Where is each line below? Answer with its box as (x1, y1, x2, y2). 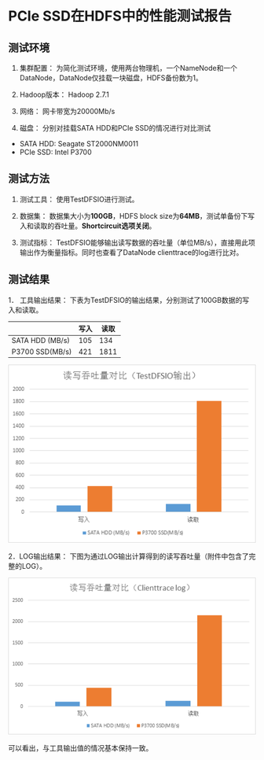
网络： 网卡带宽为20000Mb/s (19, 107, 115, 116)
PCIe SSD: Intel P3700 (19, 147, 92, 157)
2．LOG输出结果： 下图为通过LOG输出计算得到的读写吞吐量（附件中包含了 (8, 552, 249, 561)
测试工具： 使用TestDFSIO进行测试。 (19, 194, 139, 204)
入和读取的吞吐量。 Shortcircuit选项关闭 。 (19, 221, 156, 231)
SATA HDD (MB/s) (11, 336, 71, 345)
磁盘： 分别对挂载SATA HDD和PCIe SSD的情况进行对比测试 (19, 124, 211, 132)
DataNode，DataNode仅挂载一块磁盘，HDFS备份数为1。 (19, 73, 203, 83)
